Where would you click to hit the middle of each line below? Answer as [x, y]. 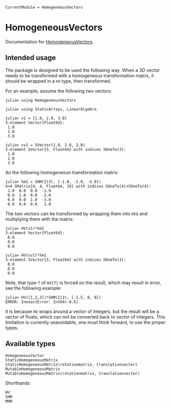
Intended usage [31, 58]
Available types [31, 344]
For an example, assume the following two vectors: [59, 91]
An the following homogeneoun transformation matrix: [62, 172]
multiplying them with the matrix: [40, 219]
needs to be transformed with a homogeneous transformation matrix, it [80, 75]
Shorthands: [18, 383]
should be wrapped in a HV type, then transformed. [58, 81]
